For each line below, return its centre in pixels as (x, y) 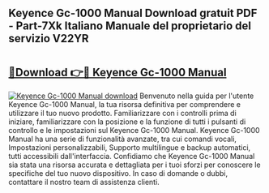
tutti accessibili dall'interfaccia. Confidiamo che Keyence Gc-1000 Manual (132, 156)
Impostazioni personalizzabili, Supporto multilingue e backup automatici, (130, 148)
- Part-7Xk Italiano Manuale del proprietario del (130, 26)
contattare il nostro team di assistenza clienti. (84, 182)
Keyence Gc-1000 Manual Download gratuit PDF (133, 13)
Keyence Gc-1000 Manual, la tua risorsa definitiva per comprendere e (125, 104)
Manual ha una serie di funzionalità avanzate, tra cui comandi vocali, (123, 139)
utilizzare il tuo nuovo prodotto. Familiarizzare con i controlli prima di (122, 113)
